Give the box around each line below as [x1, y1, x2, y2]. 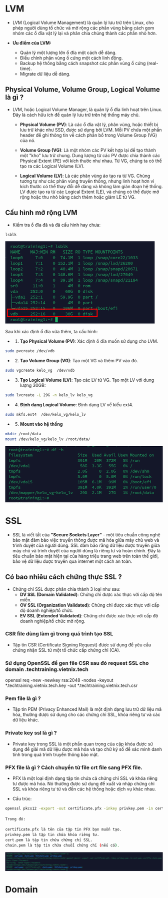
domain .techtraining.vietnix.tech [5, 666, 89, 673]
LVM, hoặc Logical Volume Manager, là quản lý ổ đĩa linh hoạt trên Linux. [12, 106, 162, 113]
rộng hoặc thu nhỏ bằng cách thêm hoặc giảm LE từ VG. [19, 194, 136, 200]
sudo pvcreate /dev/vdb [5, 349, 55, 354]
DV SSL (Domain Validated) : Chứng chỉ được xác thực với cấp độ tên [19, 591, 162, 597]
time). [19, 66, 32, 72]
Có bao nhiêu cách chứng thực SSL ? [5, 573, 122, 581]
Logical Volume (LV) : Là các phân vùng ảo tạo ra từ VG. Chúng [19, 173, 150, 179]
